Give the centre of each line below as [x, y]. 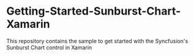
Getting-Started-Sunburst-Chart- [94, 11]
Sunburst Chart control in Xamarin [49, 47]
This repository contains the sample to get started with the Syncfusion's [97, 41]
